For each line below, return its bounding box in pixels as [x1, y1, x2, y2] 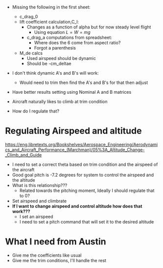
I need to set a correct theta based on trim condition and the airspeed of [12, 161, 158, 167]
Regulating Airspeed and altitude [5, 125, 142, 136]
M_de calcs [19, 50, 43, 56]
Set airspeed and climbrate [12, 198, 67, 204]
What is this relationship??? [12, 182, 68, 188]
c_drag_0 [19, 14, 38, 19]
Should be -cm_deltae [26, 61, 71, 66]
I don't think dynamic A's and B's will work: [12, 70, 99, 76]
